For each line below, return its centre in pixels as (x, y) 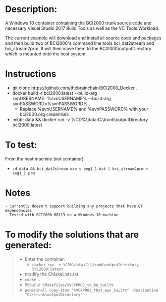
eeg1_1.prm (24, 173)
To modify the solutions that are (72, 234)
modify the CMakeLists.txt (52, 274)
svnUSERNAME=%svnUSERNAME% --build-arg (61, 98)
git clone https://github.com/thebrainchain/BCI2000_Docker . (75, 88)
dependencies (19, 210)
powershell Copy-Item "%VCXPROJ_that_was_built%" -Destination (91, 290)
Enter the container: (45, 259)
